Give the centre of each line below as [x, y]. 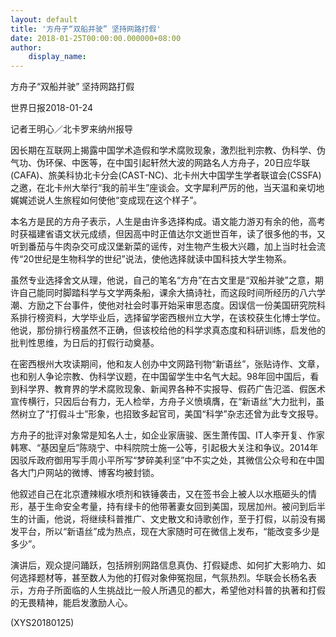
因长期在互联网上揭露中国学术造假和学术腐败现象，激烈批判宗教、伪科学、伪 [168, 150]
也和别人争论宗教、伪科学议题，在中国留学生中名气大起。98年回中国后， [160, 377]
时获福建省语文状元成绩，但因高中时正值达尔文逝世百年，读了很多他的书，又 [168, 234]
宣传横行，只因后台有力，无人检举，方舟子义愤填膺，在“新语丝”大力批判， [163, 402]
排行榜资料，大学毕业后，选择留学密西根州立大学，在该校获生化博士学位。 [172, 318]
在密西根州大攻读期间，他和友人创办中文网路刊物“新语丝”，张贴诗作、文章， [167, 364]
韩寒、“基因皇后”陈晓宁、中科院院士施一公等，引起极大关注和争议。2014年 [164, 448]
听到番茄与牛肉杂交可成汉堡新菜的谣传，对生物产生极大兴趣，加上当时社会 [163, 247]
